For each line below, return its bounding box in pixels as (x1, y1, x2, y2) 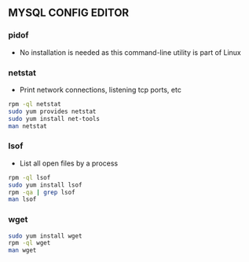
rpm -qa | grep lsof (8, 188, 76, 196)
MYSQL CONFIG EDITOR (8, 6, 130, 20)
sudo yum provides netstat (8, 107, 97, 115)
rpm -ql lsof (8, 173, 51, 181)
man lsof (8, 195, 37, 203)
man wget (8, 246, 37, 254)
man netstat (8, 122, 47, 130)
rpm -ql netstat (8, 100, 61, 108)
